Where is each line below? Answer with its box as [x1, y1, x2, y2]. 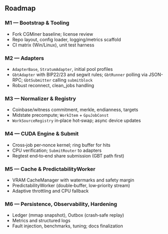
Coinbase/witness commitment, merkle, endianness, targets [12, 107, 138, 113]
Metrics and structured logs [12, 218, 71, 224]
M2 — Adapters [5, 55, 44, 62]
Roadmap [5, 4, 36, 13]
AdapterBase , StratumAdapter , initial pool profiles [12, 66, 113, 72]
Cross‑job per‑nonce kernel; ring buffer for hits [12, 142, 110, 148]
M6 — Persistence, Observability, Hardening [5, 200, 118, 207]
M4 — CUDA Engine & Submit [5, 130, 79, 137]
